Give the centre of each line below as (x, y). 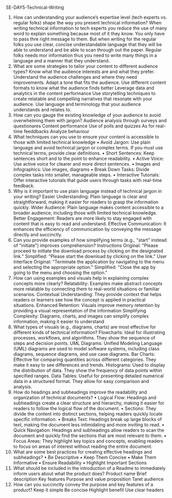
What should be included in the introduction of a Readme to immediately (89, 468)
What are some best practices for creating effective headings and (83, 452)
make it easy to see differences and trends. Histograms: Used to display (89, 365)
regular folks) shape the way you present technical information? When (87, 23)
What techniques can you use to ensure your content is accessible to (86, 137)
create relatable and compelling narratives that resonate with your (83, 99)
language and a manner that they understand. (61, 61)
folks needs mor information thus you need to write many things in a (85, 55)
